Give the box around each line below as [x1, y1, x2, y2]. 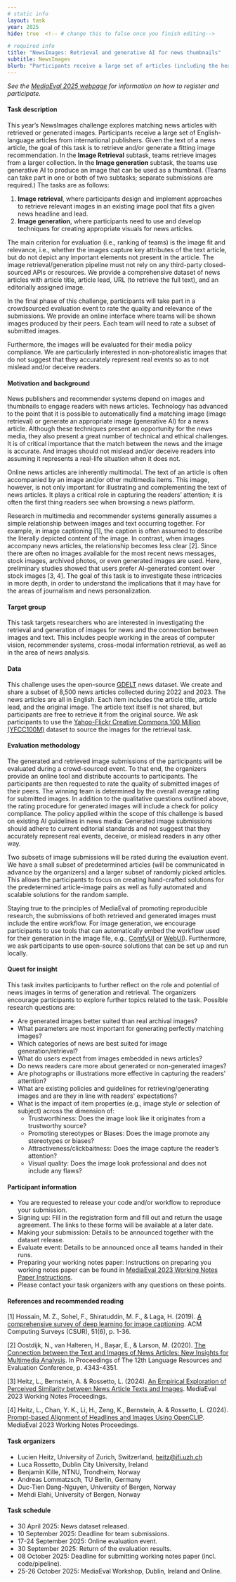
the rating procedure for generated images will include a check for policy [7, 801, 218, 810]
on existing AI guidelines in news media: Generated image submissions [7, 817, 213, 825]
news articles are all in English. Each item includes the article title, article [7, 695, 217, 703]
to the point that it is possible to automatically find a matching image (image [7, 409, 227, 418]
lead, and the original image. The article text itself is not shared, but [7, 703, 203, 711]
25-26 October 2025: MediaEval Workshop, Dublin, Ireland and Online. [17, 1566, 223, 1575]
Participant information [7, 1182, 77, 1191]
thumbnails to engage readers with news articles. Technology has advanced [7, 402, 228, 411]
